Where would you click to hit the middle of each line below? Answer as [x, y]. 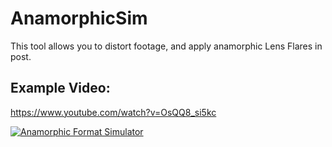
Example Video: [60, 88]
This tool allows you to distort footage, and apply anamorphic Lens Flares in [166, 46]
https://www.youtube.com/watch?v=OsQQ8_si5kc [113, 112]
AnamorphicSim [79, 18]
